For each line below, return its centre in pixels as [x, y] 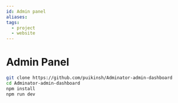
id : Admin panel [26, 11]
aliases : [17, 17]
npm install [21, 88]
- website [23, 33]
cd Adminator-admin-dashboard [43, 83]
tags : [13, 22]
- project [23, 28]
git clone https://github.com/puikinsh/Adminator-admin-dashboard [89, 78]
